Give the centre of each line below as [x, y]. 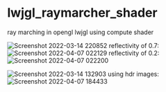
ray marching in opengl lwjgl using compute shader [81, 32]
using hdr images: [133, 74]
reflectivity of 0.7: [134, 45]
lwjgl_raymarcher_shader [82, 13]
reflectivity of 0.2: [134, 53]
